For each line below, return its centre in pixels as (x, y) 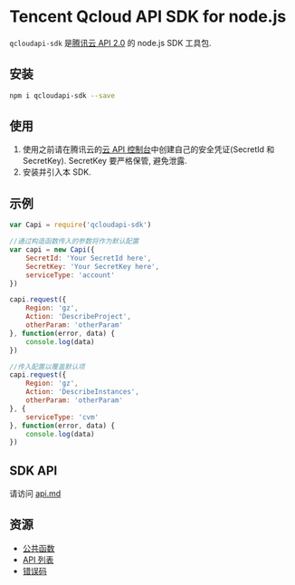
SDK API (33, 470)
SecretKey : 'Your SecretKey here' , (93, 266)
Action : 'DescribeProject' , (78, 317)
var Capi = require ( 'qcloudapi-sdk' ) (81, 225)
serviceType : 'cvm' (62, 417)
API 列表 (38, 560)
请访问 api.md (35, 494)
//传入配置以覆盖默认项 (48, 367)
